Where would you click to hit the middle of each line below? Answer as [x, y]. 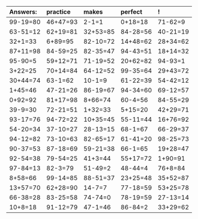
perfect [132, 12]
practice [58, 12]
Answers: [23, 12]
